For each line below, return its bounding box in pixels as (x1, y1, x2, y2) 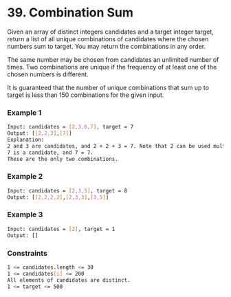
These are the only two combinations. (7, 155, 118, 162)
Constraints (7, 248, 48, 258)
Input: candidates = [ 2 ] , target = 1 (7, 225, 115, 232)
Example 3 (7, 210, 43, 219)
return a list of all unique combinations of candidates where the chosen (7, 34, 209, 43)
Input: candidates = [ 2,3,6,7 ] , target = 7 (7, 124, 134, 131)
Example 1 (7, 108, 42, 118)
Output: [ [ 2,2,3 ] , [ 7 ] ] (7, 130, 72, 137)
